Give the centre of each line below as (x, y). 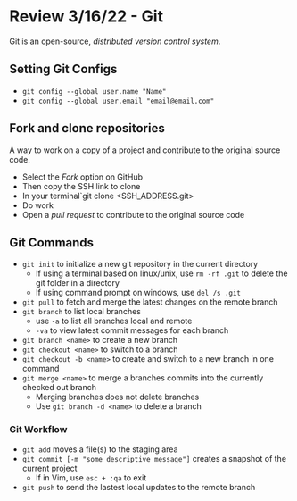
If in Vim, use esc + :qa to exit (91, 477)
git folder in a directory (78, 283)
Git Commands (52, 242)
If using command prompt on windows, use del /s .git (138, 293)
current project (49, 468)
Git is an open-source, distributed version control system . (115, 41)
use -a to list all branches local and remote (114, 321)
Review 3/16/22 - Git (86, 17)
